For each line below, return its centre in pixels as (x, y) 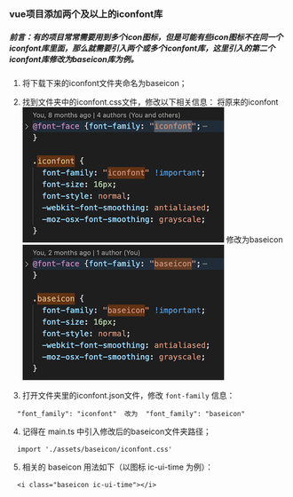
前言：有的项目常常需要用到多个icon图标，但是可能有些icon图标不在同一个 (146, 36)
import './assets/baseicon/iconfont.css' (95, 449)
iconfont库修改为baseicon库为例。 (74, 59)
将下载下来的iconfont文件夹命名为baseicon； (105, 83)
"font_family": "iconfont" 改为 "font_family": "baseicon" (131, 414)
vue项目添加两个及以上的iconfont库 (86, 13)
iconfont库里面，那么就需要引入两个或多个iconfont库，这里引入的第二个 (142, 48)
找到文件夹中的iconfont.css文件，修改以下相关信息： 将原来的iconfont (150, 102)
